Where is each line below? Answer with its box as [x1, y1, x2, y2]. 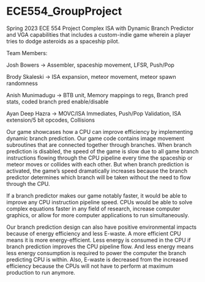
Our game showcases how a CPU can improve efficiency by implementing [6, 128, 193, 135]
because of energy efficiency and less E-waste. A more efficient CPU [6, 229, 182, 237]
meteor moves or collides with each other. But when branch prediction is [6, 160, 190, 168]
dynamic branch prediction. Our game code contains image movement [6, 135, 185, 142]
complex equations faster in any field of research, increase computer [6, 205, 181, 212]
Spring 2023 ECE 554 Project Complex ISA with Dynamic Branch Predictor [6, 24, 194, 32]
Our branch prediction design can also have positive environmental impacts [6, 223, 197, 231]
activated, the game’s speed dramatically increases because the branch [6, 167, 188, 174]
